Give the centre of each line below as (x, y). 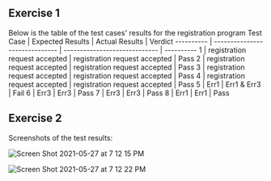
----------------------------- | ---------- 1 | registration (155, 50)
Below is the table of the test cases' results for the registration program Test (135, 32)
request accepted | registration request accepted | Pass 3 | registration (127, 67)
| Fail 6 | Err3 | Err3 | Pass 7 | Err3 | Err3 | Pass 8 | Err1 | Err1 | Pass (119, 93)
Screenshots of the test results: (61, 137)
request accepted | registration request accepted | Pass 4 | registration (127, 75)
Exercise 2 (35, 118)
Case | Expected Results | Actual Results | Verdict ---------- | (110, 41)
